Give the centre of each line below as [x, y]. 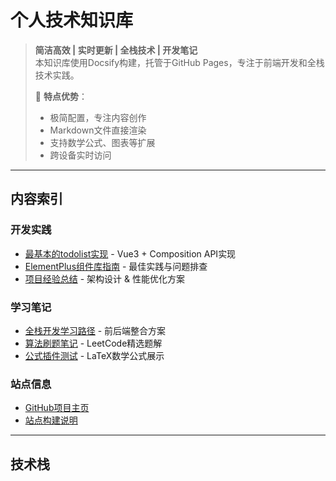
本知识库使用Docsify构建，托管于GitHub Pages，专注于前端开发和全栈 [179, 62]
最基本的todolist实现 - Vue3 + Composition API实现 [130, 253]
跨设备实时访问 [80, 155]
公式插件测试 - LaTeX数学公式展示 [94, 355]
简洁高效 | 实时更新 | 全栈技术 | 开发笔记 [116, 50]
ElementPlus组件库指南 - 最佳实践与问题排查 [116, 266]
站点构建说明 [51, 420]
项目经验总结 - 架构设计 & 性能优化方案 [105, 278]
